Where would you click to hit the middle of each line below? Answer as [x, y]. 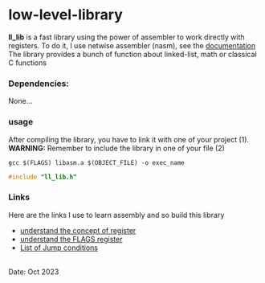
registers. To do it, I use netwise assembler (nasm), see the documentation [132, 45]
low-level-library [65, 15]
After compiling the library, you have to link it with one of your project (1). [129, 139]
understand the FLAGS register [71, 239]
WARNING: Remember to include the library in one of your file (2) [116, 148]
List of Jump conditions [59, 248]
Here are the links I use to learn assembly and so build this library [116, 215]
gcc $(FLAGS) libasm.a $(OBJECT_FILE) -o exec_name [96, 162]
